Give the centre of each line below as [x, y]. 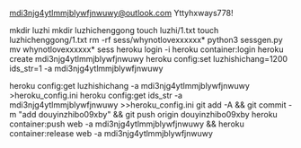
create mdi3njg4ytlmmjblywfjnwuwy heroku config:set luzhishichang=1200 [149, 59]
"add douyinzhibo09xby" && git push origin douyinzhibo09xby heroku [148, 114]
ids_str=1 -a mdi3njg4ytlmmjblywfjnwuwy [86, 68]
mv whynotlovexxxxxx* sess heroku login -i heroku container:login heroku [146, 49]
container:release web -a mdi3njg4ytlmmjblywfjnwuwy [111, 133]
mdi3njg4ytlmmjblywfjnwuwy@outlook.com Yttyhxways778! [121, 13]
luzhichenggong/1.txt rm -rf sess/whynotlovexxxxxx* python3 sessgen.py [146, 40]
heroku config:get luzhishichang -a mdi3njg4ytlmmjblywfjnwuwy [129, 86]
